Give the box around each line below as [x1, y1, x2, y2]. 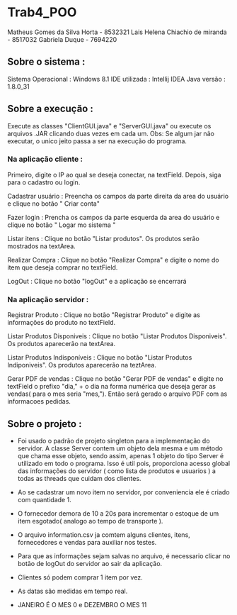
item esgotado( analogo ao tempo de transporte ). [17, 516, 163, 525]
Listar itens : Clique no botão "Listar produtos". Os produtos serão [7, 234, 200, 243]
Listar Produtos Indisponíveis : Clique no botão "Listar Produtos [7, 353, 192, 362]
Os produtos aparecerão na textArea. [7, 340, 116, 348]
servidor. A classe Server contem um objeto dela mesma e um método [17, 444, 223, 453]
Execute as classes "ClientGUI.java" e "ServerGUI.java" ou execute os [7, 121, 212, 130]
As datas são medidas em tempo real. [17, 587, 128, 595]
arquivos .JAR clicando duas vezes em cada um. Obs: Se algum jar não [7, 129, 214, 138]
